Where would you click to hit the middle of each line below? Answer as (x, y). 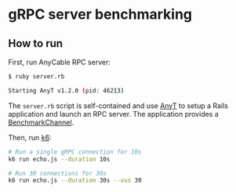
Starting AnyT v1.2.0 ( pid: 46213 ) (66, 91)
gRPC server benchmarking (100, 14)
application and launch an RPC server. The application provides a (114, 114)
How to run (36, 43)
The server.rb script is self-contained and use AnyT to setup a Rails (118, 105)
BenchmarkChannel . (41, 122)
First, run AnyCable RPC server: (60, 62)
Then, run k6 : (30, 137)
